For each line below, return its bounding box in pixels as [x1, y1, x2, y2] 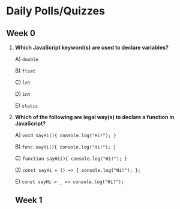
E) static [14, 102, 38, 109]
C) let [14, 79, 31, 86]
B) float [14, 67, 36, 74]
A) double [14, 56, 39, 62]
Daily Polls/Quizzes [6, 4, 105, 18]
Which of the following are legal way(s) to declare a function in [14, 114, 175, 120]
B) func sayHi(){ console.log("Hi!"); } [14, 143, 116, 150]
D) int [14, 90, 31, 97]
